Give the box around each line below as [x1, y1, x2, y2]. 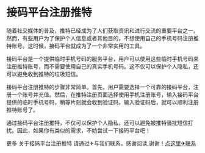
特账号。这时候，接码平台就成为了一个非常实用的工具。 [6, 42, 145, 49]
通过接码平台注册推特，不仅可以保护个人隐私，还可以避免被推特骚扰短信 [6, 119, 188, 126]
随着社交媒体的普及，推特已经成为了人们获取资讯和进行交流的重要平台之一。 [6, 27, 199, 34]
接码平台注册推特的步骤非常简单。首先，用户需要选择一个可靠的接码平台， [6, 83, 193, 90]
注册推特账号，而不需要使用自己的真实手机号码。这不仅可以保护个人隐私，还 [6, 62, 199, 70]
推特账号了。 [6, 106, 38, 113]
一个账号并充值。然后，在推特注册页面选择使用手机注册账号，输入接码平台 [11, 91, 199, 98]
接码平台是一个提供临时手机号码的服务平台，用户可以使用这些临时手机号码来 [6, 55, 199, 62]
